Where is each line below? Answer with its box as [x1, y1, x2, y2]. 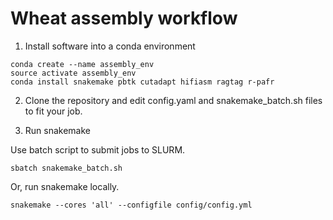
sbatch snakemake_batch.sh [10, 163, 123, 173]
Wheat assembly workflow [10, 7, 238, 30]
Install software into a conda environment [24, 40, 196, 52]
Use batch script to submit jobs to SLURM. [10, 143, 186, 156]
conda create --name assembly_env [10, 59, 155, 69]
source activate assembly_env [10, 68, 137, 78]
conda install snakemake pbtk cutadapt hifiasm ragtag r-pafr [10, 77, 275, 87]
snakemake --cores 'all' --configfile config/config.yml [10, 200, 253, 210]
